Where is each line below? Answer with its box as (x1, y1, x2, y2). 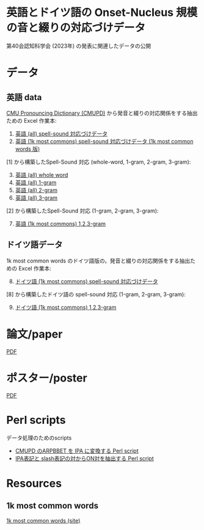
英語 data (6, 92, 42, 103)
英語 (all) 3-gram (15, 194, 58, 201)
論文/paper (6, 327, 63, 341)
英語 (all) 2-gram (15, 186, 58, 194)
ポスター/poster (6, 371, 87, 385)
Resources (6, 476, 62, 490)
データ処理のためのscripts (6, 434, 72, 441)
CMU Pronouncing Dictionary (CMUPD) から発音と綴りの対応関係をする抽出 (6, 109, 198, 117)
